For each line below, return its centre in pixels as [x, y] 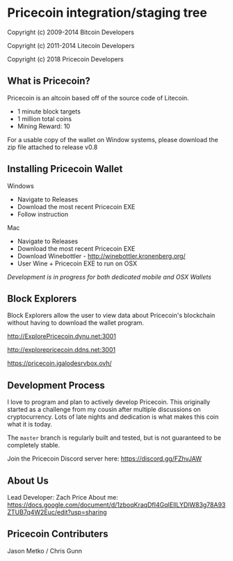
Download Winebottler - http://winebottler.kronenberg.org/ [101, 256]
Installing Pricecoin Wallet [65, 169]
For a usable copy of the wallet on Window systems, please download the [113, 139]
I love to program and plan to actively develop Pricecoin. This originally [109, 402]
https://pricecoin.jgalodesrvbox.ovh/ [60, 363]
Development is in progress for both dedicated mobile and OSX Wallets [110, 277]
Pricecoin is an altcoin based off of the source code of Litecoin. [98, 98]
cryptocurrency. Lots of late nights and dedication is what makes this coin [113, 417]
